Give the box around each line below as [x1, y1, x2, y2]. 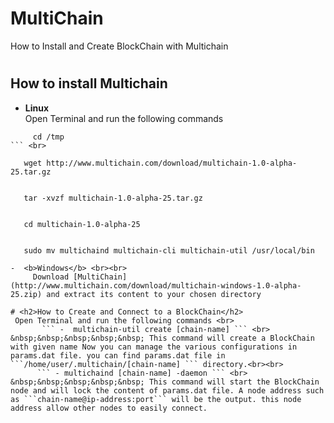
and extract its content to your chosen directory [46, 289, 262, 299]
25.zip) [10, 289, 43, 299]
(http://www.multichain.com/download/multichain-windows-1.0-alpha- [10, 280, 302, 291]
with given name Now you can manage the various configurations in [10, 342, 298, 352]
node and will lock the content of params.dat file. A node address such [10, 385, 325, 396]
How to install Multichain [10, 75, 168, 92]
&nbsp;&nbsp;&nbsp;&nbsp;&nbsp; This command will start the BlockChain [10, 377, 320, 387]
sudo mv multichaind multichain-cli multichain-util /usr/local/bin [23, 245, 315, 256]
